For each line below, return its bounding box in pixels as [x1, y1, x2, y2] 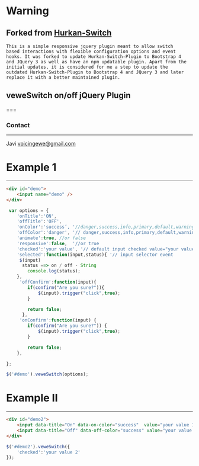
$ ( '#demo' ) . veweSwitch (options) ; [6, 371, 89, 377]
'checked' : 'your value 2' [17, 449, 81, 455]
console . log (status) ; [27, 268, 81, 274]
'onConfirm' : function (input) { [19, 317, 97, 323]
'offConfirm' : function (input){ [19, 279, 97, 285]
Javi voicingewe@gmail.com [6, 140, 76, 147]
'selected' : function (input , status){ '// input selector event [17, 252, 174, 258]
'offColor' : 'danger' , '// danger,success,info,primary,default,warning [17, 230, 197, 236]
